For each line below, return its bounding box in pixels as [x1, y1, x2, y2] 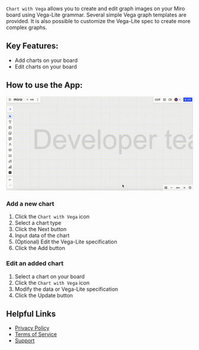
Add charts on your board [14, 56, 78, 64]
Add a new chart [6, 200, 54, 208]
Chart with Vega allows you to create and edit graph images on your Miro [6, 5, 185, 12]
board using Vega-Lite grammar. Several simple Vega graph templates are [6, 11, 187, 18]
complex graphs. [6, 24, 47, 31]
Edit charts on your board [14, 63, 77, 70]
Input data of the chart [14, 232, 70, 239]
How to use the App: [6, 80, 83, 91]
